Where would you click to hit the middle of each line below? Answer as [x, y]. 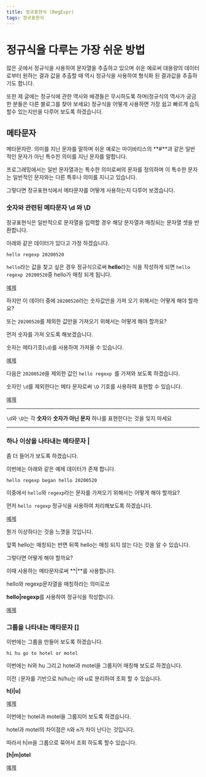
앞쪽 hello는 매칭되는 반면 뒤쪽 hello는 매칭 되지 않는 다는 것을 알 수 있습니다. [98, 545]
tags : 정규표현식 [25, 18]
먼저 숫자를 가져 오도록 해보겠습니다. [50, 334]
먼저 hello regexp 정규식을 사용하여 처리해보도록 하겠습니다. [79, 505]
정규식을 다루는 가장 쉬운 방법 [76, 50]
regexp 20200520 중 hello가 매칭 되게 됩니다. [59, 274]
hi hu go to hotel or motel [42, 654]
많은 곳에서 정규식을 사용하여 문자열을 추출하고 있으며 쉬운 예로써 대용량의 [95, 68]
